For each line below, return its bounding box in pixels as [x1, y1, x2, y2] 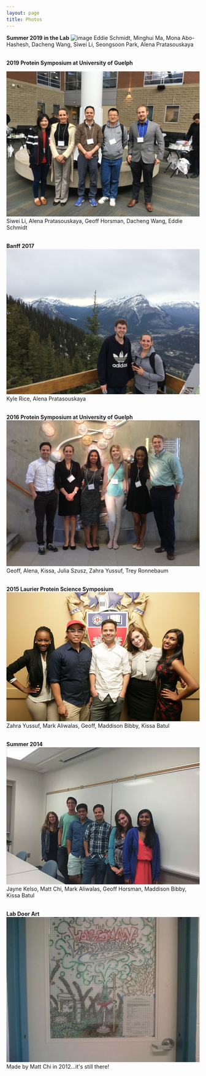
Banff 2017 [6, 242, 35, 249]
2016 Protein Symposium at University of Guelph [6, 413, 133, 421]
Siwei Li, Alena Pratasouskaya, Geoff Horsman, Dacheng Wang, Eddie [6, 217, 183, 224]
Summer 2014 [6, 741, 43, 748]
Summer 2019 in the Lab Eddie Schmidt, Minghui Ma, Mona [6, 34, 181, 41]
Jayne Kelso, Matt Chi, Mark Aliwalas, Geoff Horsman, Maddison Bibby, [6, 885, 187, 892]
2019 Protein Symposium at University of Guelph [6, 59, 133, 66]
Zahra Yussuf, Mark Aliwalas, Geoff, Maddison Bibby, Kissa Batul [6, 722, 170, 730]
